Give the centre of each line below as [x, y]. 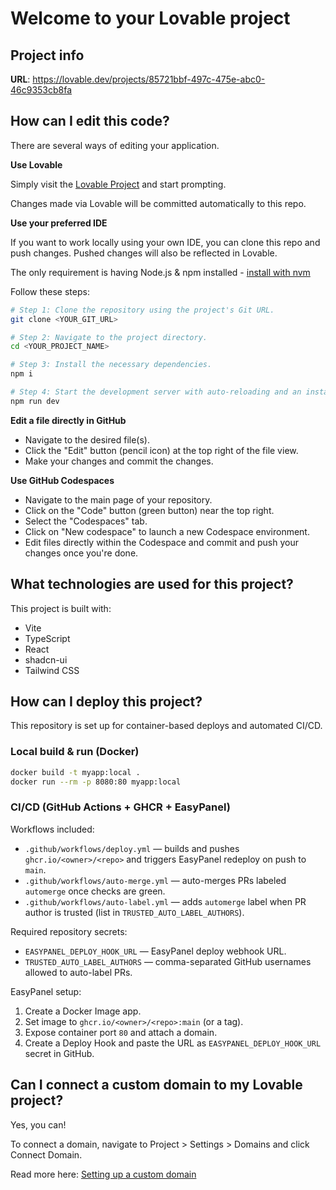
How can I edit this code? [90, 121]
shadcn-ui [46, 659]
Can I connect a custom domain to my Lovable [156, 1085]
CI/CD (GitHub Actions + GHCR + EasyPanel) [120, 807]
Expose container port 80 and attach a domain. [121, 1032]
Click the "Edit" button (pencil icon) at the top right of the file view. [161, 450]
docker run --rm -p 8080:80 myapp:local [96, 782]
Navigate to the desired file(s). [87, 439]
